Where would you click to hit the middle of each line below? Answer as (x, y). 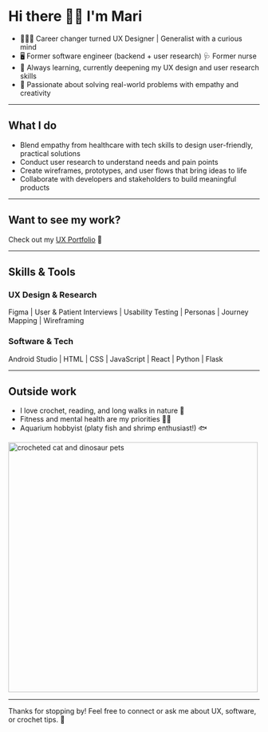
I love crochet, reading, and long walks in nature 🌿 (102, 410)
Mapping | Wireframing (46, 321)
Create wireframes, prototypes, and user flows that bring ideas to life (133, 170)
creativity (35, 93)
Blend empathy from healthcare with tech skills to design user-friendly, (136, 145)
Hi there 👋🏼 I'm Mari (75, 16)
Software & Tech (41, 342)
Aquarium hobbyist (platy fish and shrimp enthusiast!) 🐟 (113, 428)
